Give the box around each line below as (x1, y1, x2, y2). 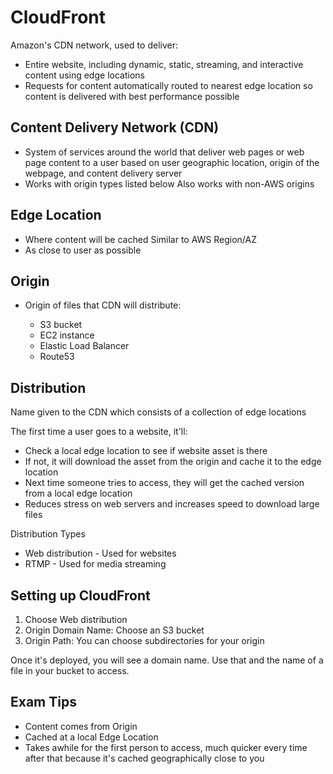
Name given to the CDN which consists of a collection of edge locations (10, 406, 307, 418)
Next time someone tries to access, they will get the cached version (24, 477, 305, 489)
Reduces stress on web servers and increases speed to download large (24, 498, 320, 510)
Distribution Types (10, 528, 86, 540)
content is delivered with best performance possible (24, 90, 240, 102)
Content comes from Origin (24, 720, 138, 732)
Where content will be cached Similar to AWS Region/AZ (24, 233, 258, 245)
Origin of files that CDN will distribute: (24, 299, 182, 311)
